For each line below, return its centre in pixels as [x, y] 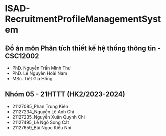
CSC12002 [22, 56]
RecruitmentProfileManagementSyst [83, 19]
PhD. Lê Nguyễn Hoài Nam [40, 73]
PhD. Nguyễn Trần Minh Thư [41, 68]
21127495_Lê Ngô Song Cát [41, 122]
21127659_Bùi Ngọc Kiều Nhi [42, 127]
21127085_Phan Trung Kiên [40, 106]
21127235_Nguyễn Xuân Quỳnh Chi [49, 117]
